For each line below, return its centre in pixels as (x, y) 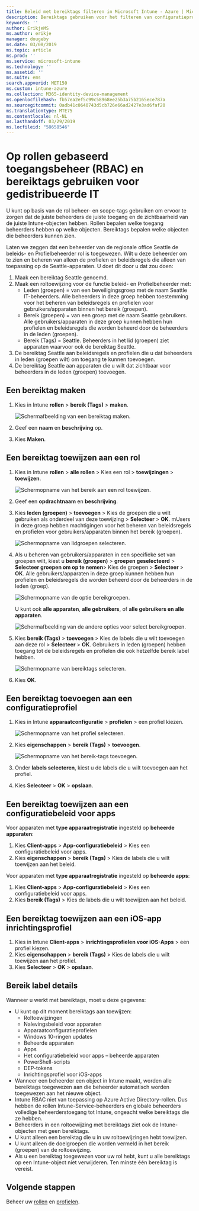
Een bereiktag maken (46, 390)
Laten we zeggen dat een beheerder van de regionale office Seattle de (92, 247)
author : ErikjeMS (28, 28)
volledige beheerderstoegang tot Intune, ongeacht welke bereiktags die (102, 1112)
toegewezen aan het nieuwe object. (58, 1093)
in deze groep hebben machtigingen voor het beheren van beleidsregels (103, 525)
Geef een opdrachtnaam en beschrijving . (66, 501)
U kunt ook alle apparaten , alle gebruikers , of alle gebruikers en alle (99, 609)
